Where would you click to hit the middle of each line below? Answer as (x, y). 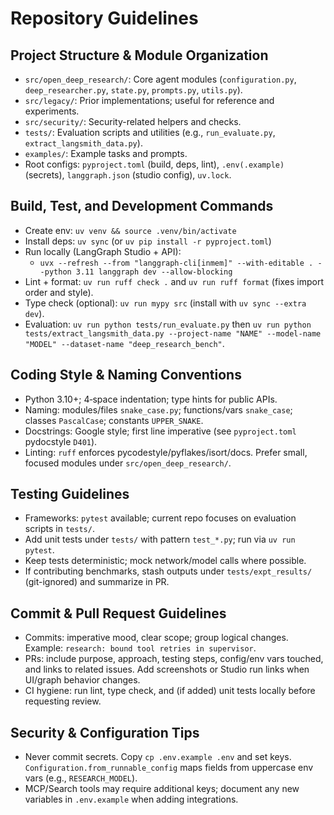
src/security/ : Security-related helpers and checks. (133, 121)
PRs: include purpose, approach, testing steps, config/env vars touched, (174, 659)
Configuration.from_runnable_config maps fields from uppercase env (169, 768)
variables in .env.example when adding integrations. (131, 799)
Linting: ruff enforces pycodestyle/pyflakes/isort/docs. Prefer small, (166, 452)
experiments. (52, 111)
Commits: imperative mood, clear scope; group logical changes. (156, 638)
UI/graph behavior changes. (82, 680)
